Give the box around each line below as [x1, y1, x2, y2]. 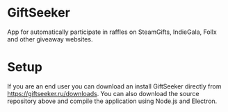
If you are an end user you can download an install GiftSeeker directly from [7, 82, 222, 91]
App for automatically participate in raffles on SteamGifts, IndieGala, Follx [7, 28, 217, 36]
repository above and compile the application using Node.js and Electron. [7, 97, 218, 105]
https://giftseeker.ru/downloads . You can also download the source [7, 89, 199, 97]
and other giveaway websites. [7, 35, 93, 43]
